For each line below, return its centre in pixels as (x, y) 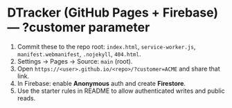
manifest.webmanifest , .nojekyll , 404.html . (79, 54)
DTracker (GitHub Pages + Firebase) (113, 13)
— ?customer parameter (79, 27)
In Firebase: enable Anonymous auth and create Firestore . (101, 83)
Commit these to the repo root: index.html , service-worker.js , (106, 46)
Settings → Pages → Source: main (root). (75, 61)
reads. (26, 98)
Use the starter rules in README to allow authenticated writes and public (121, 91)
